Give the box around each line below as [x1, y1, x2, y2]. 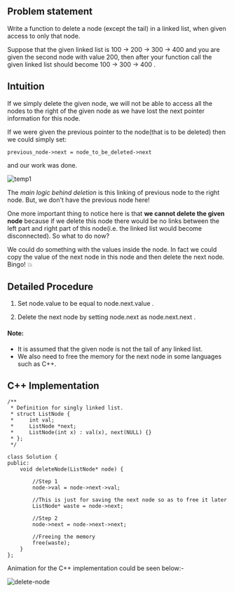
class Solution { [7, 454, 58, 461]
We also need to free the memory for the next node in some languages [17, 352, 222, 361]
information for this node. [7, 114, 81, 122]
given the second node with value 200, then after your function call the [7, 53, 212, 61]
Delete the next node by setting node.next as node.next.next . [17, 313, 196, 321]
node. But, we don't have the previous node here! [7, 196, 150, 204]
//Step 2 [32, 515, 58, 522]
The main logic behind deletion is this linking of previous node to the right [7, 188, 220, 196]
